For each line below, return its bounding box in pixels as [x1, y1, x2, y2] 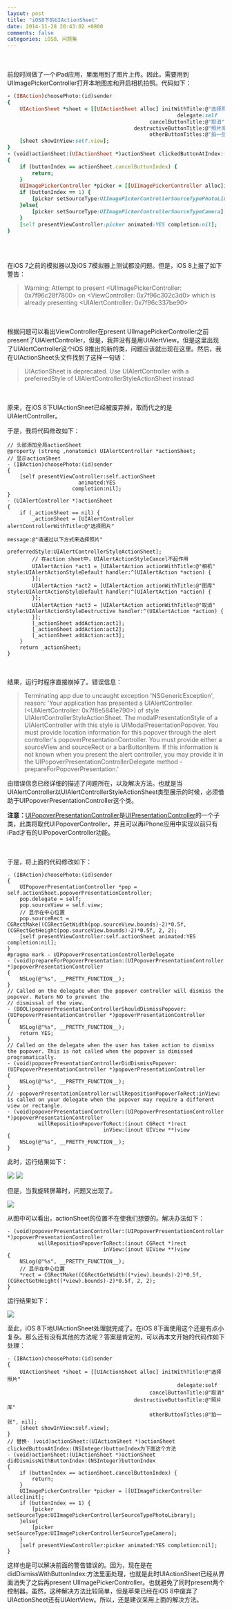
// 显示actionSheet [7, 455, 61, 463]
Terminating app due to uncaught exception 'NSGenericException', [23, 692, 215, 700]
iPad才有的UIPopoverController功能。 [7, 828, 115, 837]
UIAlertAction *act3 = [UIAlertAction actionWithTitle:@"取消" [32, 602, 215, 609]
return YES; [19, 1030, 54, 1037]
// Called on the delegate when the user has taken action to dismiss [7, 1042, 215, 1049]
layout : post [7, 10, 45, 17]
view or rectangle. [7, 1103, 64, 1109]
